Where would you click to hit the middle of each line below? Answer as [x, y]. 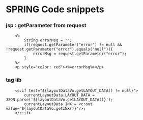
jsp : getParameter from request [46, 26]
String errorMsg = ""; [48, 40]
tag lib [14, 80]
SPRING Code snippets [55, 9]
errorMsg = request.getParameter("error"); [80, 54]
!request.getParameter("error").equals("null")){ [60, 50]
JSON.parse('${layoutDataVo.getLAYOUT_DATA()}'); [60, 100]
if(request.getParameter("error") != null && [73, 45]
